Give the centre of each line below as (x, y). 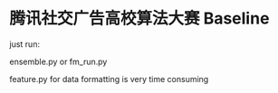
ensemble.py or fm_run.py (58, 61)
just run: (25, 44)
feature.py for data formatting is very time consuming (109, 79)
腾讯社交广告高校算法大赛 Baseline (139, 19)
